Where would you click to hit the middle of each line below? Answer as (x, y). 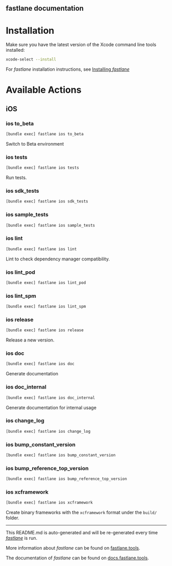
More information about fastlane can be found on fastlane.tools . (73, 548)
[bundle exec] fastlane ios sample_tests (51, 225)
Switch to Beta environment (35, 144)
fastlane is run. (22, 538)
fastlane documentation (45, 8)
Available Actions (44, 90)
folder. (13, 518)
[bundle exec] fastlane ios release (45, 330)
